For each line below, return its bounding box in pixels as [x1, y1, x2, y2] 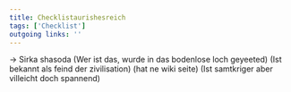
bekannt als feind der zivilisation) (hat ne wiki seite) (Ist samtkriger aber [9, 63, 273, 74]
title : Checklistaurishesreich [9, 13, 126, 22]
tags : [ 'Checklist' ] [9, 21, 87, 30]
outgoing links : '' [9, 29, 82, 38]
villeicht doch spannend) [9, 73, 101, 84]
